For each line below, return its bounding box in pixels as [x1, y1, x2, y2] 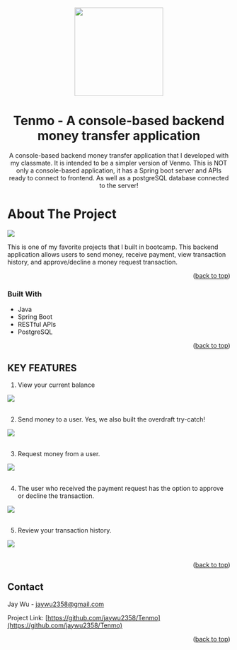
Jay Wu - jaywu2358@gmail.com [7, 600, 105, 608]
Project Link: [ [7, 613, 48, 622]
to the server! [99, 181, 139, 190]
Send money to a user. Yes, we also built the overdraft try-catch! [17, 414, 206, 424]
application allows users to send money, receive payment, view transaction [7, 250, 226, 258]
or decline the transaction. [17, 492, 95, 500]
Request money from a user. [17, 449, 100, 458]
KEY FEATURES [7, 361, 77, 374]
